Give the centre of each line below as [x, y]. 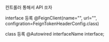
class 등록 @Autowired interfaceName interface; [55, 34]
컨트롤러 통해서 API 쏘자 [29, 7]
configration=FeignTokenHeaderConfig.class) [52, 23]
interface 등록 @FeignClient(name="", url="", [51, 18]
